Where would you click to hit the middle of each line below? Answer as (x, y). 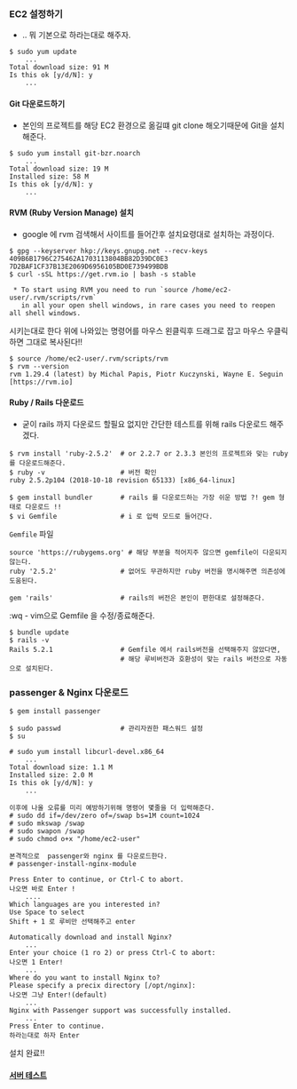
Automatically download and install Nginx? (91, 938)
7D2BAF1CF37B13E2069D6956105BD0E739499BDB (89, 266)
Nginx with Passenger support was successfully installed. (121, 1011)
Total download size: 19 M (59, 169)
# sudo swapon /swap (47, 831)
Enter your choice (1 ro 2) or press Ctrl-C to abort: (113, 953)
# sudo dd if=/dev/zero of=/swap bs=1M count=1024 (105, 816)
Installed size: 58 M (49, 176)
